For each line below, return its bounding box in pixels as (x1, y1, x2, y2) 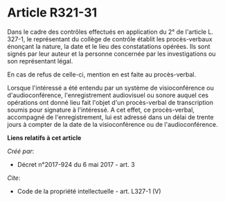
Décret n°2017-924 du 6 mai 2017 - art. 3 (17, 160, 135, 168)
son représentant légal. (7, 57, 73, 65)
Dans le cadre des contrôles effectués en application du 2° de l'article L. (7, 28, 213, 36)
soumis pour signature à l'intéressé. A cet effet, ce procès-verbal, (7, 105, 195, 114)
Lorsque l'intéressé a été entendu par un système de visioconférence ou (7, 83, 215, 92)
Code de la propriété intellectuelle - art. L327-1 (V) (17, 187, 161, 195)
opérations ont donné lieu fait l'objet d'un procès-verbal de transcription (7, 98, 213, 106)
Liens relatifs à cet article (7, 133, 82, 142)
